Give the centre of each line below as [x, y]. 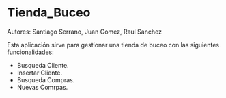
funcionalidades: [31, 52]
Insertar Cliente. [40, 73]
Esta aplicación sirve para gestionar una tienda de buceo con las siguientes [113, 45]
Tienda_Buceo [49, 13]
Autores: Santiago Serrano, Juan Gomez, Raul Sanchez [85, 32]
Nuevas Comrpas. [42, 87]
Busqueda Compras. [46, 79]
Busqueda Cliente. [43, 65]
